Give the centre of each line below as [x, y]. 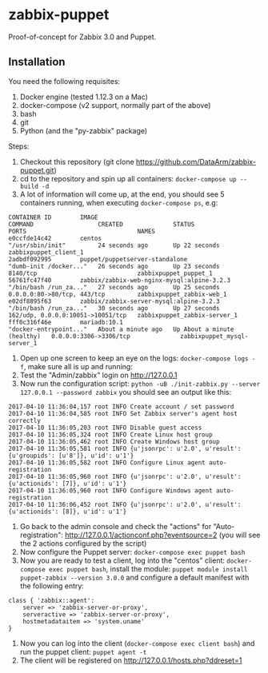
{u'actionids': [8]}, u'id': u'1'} [68, 512]
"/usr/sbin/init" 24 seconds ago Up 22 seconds [114, 245]
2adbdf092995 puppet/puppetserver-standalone [98, 259]
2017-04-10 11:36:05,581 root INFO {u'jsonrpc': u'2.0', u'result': [125, 448]
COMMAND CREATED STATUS [102, 224]
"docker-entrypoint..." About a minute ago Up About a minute [121, 329]
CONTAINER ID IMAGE [53, 217]
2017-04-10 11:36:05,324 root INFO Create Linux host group [111, 434]
